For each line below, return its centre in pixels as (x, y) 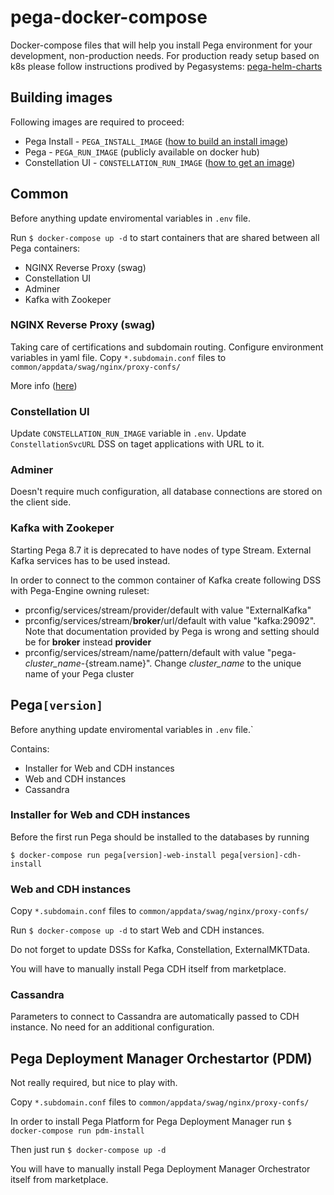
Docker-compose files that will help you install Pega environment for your (161, 45)
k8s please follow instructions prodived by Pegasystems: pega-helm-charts (166, 66)
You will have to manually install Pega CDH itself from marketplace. (148, 969)
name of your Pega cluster (79, 673)
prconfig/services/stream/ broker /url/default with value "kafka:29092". (170, 620)
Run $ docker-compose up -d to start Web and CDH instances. (137, 930)
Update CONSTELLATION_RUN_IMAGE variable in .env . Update (128, 433)
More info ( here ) (44, 385)
